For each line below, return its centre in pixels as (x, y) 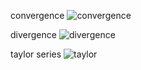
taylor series (36, 54)
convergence (37, 15)
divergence (33, 34)
